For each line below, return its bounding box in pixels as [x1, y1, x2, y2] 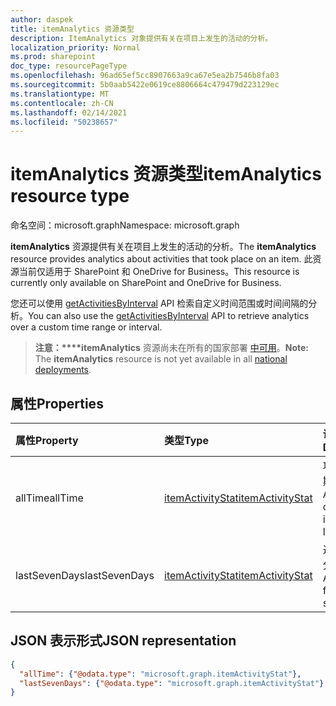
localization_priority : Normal [10, 42, 141, 53]
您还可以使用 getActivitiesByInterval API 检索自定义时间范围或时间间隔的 [10, 297, 309, 310]
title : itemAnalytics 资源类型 [10, 24, 135, 34]
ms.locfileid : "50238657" [10, 117, 118, 127]
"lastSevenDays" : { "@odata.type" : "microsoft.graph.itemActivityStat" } [19, 678, 325, 688]
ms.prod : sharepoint [10, 52, 97, 62]
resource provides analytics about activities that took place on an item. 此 [10, 253, 313, 265]
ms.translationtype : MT [10, 89, 110, 99]
